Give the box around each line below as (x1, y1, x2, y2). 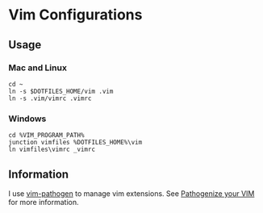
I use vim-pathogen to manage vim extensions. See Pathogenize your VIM (8, 188, 255, 198)
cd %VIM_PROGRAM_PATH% (8, 132, 85, 140)
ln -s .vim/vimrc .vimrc (8, 94, 92, 102)
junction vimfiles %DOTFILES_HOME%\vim (8, 139, 143, 147)
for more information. (8, 197, 79, 207)
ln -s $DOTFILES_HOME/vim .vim (8, 87, 114, 95)
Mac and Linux (8, 62, 67, 73)
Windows (8, 113, 47, 124)
